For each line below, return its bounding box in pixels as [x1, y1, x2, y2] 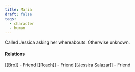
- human [9, 26, 26, 31]
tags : [5, 16, 16, 21]
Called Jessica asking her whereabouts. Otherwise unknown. [5, 39, 130, 45]
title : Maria [5, 7, 32, 12]
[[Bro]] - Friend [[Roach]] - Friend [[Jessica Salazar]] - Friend [5, 62, 131, 68]
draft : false [5, 12, 32, 17]
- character [9, 21, 35, 26]
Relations [5, 51, 25, 57]
